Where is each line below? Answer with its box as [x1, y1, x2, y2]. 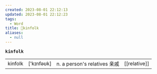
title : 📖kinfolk [5, 26, 39, 31]
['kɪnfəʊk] [28, 60, 52, 67]
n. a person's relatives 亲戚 [56, 60, 120, 67]
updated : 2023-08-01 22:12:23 [5, 12, 68, 17]
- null [9, 35, 23, 40]
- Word [9, 21, 23, 26]
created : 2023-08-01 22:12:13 [5, 7, 68, 12]
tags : [5, 16, 16, 21]
